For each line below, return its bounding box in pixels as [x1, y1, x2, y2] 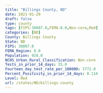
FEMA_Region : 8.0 [5, 48, 41, 53]
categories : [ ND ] [5, 30, 41, 35]
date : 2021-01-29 [5, 12, 41, 17]
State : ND [5, 39, 26, 44]
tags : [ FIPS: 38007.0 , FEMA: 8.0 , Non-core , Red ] [5, 26, 98, 31]
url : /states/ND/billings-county [5, 80, 74, 85]
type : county [5, 21, 32, 26]
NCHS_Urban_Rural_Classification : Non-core [5, 58, 96, 62]
